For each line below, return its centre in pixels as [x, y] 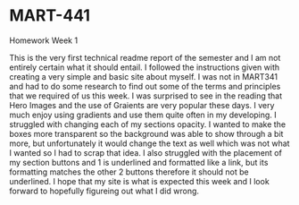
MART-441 [50, 16]
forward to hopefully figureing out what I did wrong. [104, 191]
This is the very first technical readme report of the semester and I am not [145, 57]
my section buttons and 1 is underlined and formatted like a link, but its [139, 162]
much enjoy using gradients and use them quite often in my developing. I [143, 115]
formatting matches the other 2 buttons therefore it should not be [129, 172]
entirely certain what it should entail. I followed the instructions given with [144, 67]
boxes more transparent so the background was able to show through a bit [146, 133]
